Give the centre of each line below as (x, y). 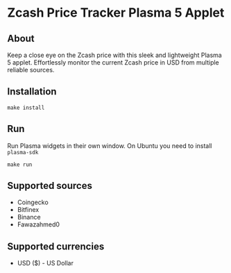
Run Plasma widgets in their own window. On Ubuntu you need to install (110, 146)
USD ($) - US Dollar (45, 263)
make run (20, 165)
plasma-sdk (23, 152)
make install (26, 108)
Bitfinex (28, 210)
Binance (29, 217)
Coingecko (33, 202)
